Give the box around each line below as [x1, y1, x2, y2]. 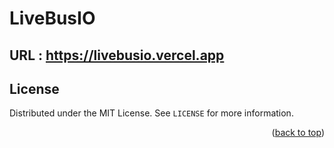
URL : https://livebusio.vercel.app [9, 47, 225, 64]
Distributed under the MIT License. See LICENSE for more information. [9, 107, 294, 119]
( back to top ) [271, 127, 325, 139]
